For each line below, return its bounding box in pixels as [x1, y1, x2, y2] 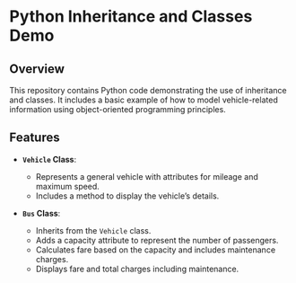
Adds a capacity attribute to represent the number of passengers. [35, 234, 279, 245]
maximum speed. [35, 181, 100, 191]
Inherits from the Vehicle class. [35, 225, 152, 235]
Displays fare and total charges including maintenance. [35, 263, 239, 274]
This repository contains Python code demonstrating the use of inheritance [9, 85, 287, 95]
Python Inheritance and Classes [9, 6, 253, 27]
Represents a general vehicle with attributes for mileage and [35, 171, 258, 181]
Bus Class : [22, 208, 61, 218]
